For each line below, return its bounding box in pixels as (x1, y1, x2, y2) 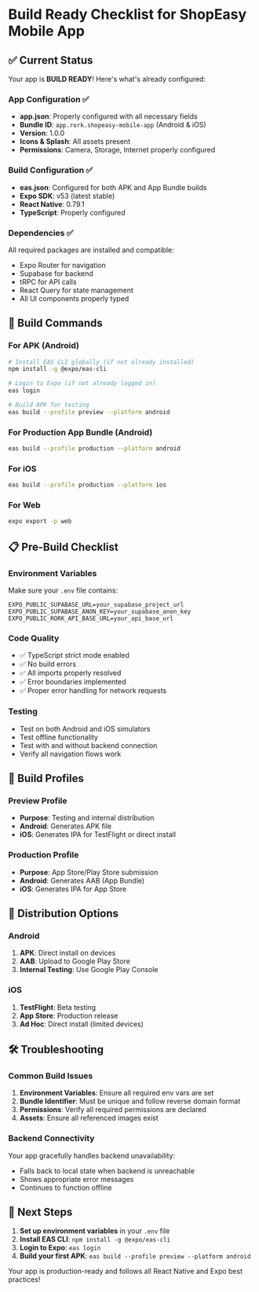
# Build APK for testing (8, 401, 89, 409)
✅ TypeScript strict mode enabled (19, 651, 129, 660)
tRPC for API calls (19, 277, 77, 286)
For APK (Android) (8, 340, 80, 351)
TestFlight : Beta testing (19, 1002, 97, 1011)
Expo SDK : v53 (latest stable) (19, 191, 115, 200)
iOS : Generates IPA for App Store (19, 884, 127, 894)
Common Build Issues (8, 1070, 93, 1081)
